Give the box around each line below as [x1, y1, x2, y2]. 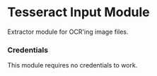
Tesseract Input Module [7, 4, 150, 20]
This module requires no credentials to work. [7, 61, 138, 70]
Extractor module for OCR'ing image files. [7, 27, 129, 36]
